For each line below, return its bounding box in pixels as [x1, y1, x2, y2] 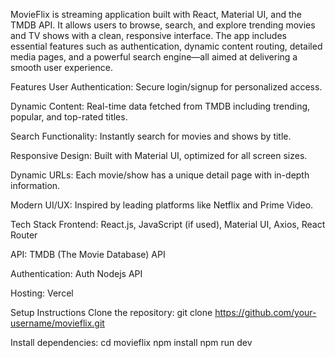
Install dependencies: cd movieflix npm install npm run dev [10, 337, 253, 348]
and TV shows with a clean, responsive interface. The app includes [10, 30, 287, 41]
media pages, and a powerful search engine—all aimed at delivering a [10, 51, 298, 63]
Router [10, 229, 38, 241]
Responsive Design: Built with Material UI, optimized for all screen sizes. [10, 150, 308, 161]
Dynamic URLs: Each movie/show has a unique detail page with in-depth [10, 169, 310, 181]
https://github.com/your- [214, 307, 317, 318]
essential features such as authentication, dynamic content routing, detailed [10, 40, 323, 52]
